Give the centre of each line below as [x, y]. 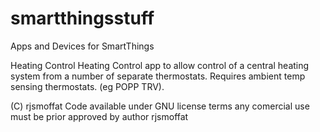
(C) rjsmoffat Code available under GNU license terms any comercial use [160, 106]
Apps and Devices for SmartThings [82, 46]
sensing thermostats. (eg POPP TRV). [87, 86]
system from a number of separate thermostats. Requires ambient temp [158, 76]
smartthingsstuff [82, 18]
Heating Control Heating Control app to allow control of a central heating [160, 65]
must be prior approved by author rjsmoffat [99, 116]
